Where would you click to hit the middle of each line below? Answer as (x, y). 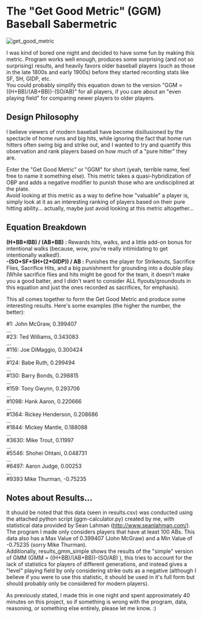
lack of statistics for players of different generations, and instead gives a (97, 564)
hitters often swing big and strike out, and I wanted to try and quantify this (99, 145)
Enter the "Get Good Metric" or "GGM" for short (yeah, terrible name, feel (98, 169)
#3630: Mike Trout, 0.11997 (40, 440)
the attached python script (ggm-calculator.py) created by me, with (90, 519)
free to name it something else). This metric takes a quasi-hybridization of (99, 176)
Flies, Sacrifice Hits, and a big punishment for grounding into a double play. (100, 268)
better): (16, 312)
